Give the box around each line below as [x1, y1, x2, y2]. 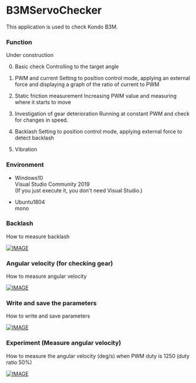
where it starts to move [14, 99, 71, 106]
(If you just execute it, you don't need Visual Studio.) [14, 186, 143, 194]
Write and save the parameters [6, 299, 97, 308]
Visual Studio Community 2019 [14, 181, 90, 188]
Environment [6, 161, 44, 169]
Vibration [14, 146, 37, 153]
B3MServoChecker [6, 4, 102, 17]
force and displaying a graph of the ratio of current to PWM [14, 81, 160, 88]
